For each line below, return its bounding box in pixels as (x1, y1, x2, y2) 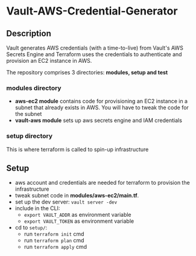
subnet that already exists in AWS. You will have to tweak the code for (14, 104, 189, 111)
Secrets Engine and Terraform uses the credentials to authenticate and (6, 51, 182, 58)
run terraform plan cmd (24, 237, 84, 244)
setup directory (6, 132, 53, 140)
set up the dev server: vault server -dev (14, 198, 118, 206)
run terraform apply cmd (24, 243, 87, 251)
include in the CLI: (14, 205, 60, 212)
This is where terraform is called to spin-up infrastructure (6, 146, 149, 153)
